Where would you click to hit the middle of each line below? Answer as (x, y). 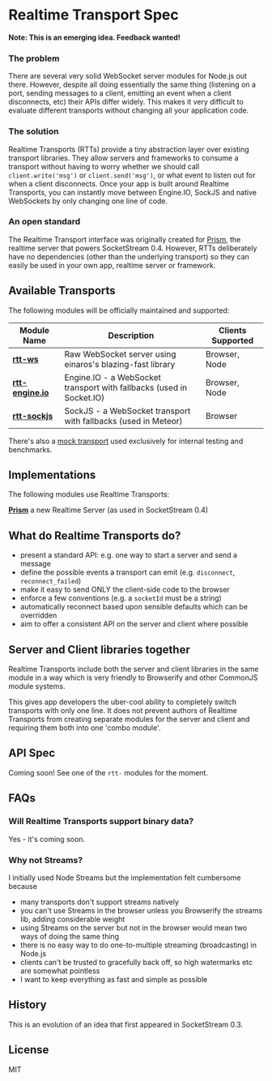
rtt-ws (25, 359)
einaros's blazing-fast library (120, 364)
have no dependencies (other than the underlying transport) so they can (129, 256)
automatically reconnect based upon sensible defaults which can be (134, 607)
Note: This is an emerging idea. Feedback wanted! (94, 37)
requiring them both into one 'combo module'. (85, 728)
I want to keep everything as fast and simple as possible (114, 979)
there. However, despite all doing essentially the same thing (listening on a (132, 85)
